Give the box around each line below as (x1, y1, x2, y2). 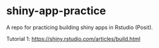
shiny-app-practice (6, 4, 106, 18)
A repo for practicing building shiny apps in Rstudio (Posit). (6, 24, 153, 31)
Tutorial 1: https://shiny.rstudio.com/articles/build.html (6, 35, 141, 42)
